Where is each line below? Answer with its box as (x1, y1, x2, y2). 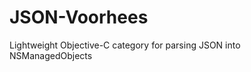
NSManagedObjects (9, 49, 93, 61)
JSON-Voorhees (9, 6, 149, 29)
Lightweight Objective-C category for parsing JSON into (9, 39, 241, 51)
